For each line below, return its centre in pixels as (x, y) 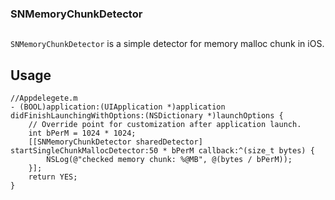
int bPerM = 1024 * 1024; (82, 133)
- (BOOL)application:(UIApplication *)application (118, 107)
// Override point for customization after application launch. (165, 125)
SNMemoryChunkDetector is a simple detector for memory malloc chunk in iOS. (167, 44)
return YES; (53, 177)
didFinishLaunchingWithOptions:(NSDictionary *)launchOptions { (147, 116)
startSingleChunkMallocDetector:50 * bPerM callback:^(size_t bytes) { (162, 151)
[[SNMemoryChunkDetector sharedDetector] (115, 142)
